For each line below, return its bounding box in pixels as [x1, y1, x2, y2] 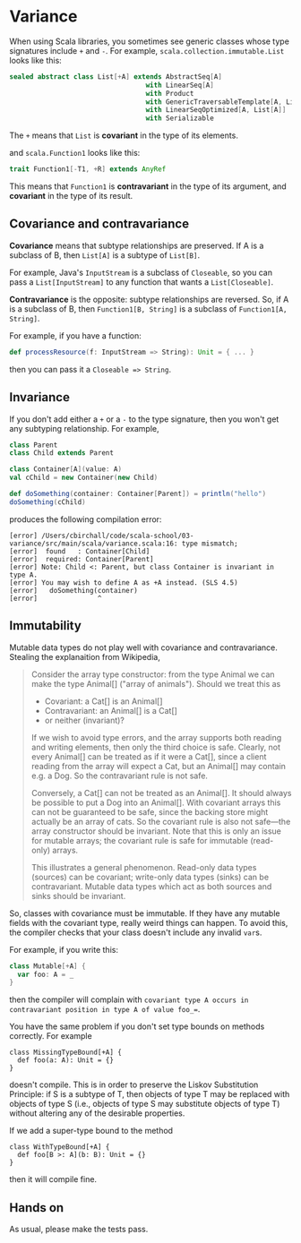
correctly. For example [9, 1031, 92, 1042]
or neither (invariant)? [44, 715, 125, 725]
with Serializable [145, 114, 215, 123]
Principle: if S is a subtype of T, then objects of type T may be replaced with [9, 1089, 290, 1100]
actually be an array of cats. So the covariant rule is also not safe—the [30, 816, 291, 827]
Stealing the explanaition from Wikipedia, [9, 651, 161, 662]
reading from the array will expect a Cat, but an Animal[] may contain [30, 760, 287, 771]
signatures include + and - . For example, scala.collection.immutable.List [9, 45, 285, 56]
